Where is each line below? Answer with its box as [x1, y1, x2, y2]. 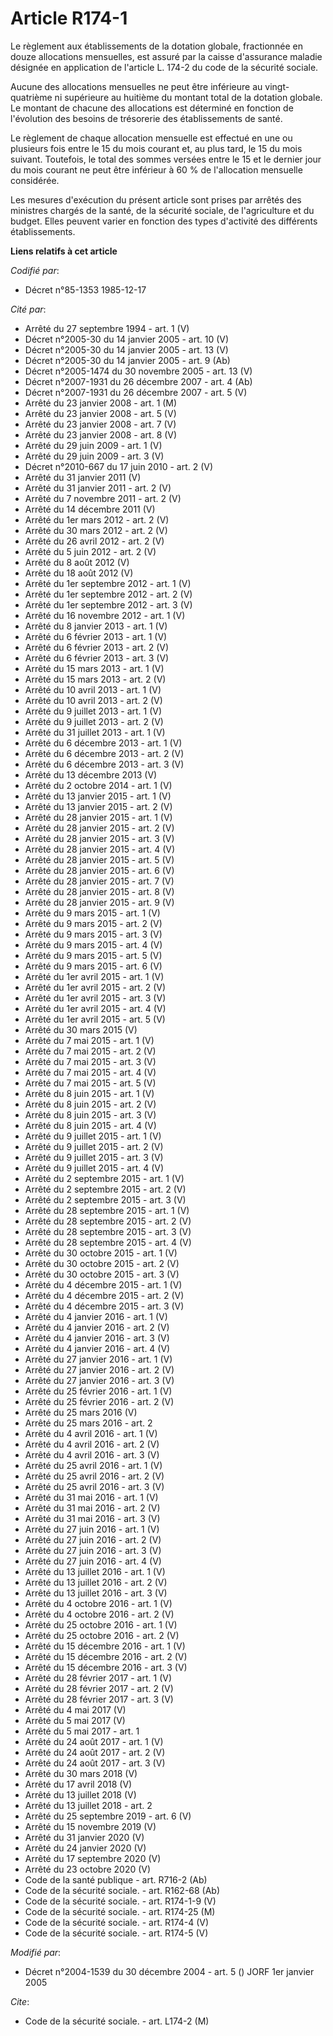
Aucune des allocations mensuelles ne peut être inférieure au [10, 80, 263, 92]
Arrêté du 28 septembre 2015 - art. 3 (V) [24, 1225, 192, 1237]
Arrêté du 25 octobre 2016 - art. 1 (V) [24, 1618, 178, 1631]
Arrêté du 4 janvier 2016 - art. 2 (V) [24, 1321, 170, 1333]
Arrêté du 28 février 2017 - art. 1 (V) [24, 1672, 173, 1684]
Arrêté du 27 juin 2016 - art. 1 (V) [24, 1523, 160, 1535]
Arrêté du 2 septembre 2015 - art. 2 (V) [24, 1183, 187, 1195]
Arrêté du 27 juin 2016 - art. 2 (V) [24, 1533, 162, 1546]
